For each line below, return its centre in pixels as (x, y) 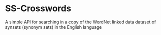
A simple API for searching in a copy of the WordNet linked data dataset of (80, 22)
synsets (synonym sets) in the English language (53, 27)
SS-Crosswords (38, 9)
